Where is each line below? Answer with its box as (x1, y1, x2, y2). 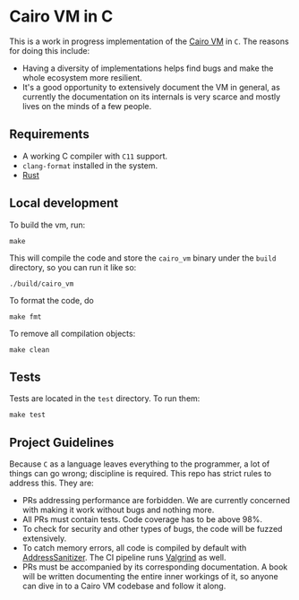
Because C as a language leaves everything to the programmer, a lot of (9, 459, 270, 469)
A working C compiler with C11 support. (21, 150, 168, 161)
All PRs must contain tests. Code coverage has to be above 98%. (21, 514, 262, 525)
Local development (9, 195, 119, 211)
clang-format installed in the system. (21, 159, 158, 171)
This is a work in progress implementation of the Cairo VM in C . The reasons (9, 36, 289, 47)
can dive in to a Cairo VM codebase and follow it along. (21, 580, 226, 592)
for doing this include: (9, 45, 90, 56)
